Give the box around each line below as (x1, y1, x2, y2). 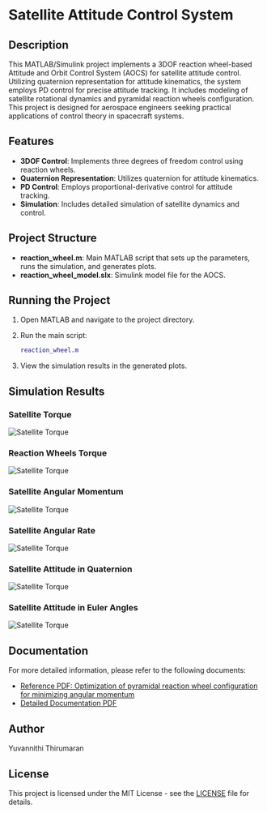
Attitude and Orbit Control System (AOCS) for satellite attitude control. (8, 68, 242, 78)
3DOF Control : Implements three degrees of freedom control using (19, 156, 244, 165)
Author (8, 721, 44, 735)
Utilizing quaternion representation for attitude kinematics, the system (8, 77, 241, 86)
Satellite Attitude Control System (8, 6, 234, 24)
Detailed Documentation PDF (19, 699, 117, 708)
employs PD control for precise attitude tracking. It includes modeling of (8, 85, 248, 95)
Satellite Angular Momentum (8, 486, 124, 498)
